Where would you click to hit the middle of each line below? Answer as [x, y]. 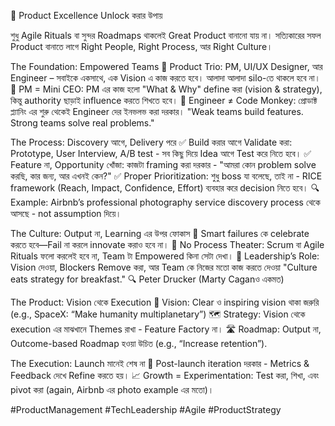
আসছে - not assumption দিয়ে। [66, 213]
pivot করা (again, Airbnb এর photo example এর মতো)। [112, 389]
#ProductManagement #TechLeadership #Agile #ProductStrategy [146, 409]
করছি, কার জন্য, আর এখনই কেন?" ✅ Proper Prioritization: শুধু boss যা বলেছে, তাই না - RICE [166, 176]
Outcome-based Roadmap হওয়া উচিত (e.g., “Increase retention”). [139, 343]
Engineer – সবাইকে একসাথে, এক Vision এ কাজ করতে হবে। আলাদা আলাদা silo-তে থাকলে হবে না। [165, 78]
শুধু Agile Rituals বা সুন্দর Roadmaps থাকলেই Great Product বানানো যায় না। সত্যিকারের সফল [166, 35]
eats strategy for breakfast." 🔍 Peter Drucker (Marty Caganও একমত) [147, 279]
